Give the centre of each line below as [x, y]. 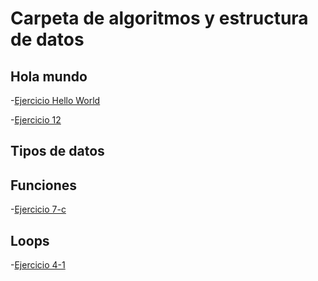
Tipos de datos [57, 151]
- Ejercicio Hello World [55, 100]
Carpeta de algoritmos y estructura [159, 18]
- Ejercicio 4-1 [38, 265]
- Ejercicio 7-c [38, 209]
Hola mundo [49, 76]
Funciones [44, 185]
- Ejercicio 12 [36, 120]
